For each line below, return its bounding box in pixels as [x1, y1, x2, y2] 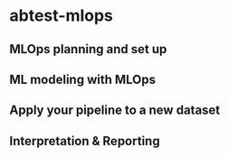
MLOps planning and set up [9, 42, 167, 57]
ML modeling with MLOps [9, 71, 157, 87]
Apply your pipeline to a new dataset [9, 103, 221, 118]
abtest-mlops [9, 5, 113, 26]
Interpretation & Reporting [9, 133, 160, 149]
